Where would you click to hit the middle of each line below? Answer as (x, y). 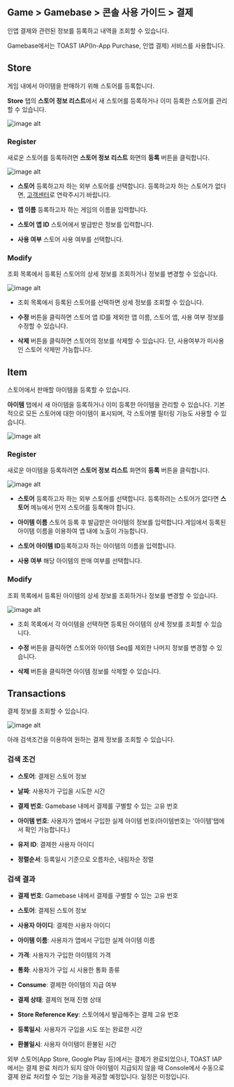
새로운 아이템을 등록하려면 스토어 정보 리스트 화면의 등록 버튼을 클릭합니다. (109, 470)
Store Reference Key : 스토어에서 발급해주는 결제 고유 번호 (98, 1015)
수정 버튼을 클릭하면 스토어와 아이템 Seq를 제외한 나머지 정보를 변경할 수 (116, 647)
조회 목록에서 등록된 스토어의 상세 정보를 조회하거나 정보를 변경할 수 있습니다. (112, 274)
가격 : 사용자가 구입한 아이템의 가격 (64, 955)
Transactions (37, 694)
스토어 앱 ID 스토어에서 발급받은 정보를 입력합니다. (85, 224)
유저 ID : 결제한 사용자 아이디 (56, 844)
